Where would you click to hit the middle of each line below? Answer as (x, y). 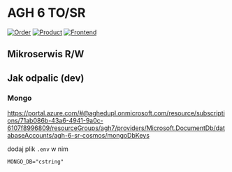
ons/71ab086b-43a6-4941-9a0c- (55, 121)
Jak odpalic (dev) (46, 78)
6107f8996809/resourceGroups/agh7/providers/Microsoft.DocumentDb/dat (116, 128)
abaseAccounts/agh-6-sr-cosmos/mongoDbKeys (79, 136)
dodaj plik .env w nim (38, 149)
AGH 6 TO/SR (46, 13)
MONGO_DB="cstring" (36, 162)
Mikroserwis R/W (46, 54)
